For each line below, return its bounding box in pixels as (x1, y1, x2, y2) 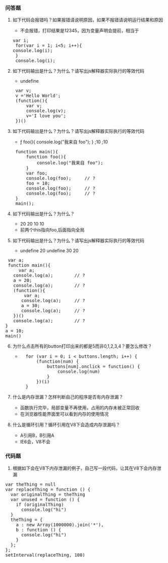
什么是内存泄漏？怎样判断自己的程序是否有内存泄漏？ (12, 394, 124, 400)
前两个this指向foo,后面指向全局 (20, 227, 85, 233)
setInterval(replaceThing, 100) (5, 552, 85, 558)
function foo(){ (26, 154, 67, 160)
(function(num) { (36, 359, 79, 364)
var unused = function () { (10, 496, 80, 502)
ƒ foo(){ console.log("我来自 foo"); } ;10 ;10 (20, 139, 108, 145)
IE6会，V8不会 (20, 439, 50, 445)
